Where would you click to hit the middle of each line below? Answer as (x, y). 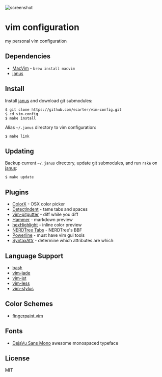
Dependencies (28, 56)
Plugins (17, 192)
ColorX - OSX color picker (39, 204)
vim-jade (21, 273)
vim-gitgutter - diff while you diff (45, 214)
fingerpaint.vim (27, 316)
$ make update (20, 177)
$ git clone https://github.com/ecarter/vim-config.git (63, 110)
